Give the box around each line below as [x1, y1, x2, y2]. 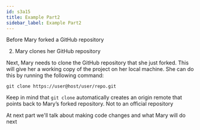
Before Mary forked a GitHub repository [6, 36, 104, 44]
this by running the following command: [6, 72, 104, 79]
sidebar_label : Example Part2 [6, 20, 82, 26]
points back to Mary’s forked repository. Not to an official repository [6, 100, 174, 107]
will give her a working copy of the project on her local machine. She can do [6, 66, 194, 73]
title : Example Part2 [6, 14, 60, 20]
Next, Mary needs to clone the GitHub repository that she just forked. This [6, 59, 189, 66]
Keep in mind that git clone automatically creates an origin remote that [6, 94, 183, 101]
